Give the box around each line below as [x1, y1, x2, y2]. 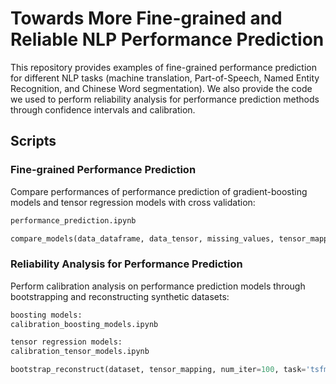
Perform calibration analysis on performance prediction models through [10, 280, 306, 292]
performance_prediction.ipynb [10, 215, 137, 226]
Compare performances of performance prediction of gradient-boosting [10, 185, 308, 197]
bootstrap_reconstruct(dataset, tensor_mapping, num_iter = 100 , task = [10, 365, 307, 375]
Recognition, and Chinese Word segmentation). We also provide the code [10, 82, 313, 94]
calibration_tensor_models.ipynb [10, 347, 150, 357]
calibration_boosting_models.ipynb [10, 319, 159, 329]
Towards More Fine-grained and [10, 7, 283, 30]
